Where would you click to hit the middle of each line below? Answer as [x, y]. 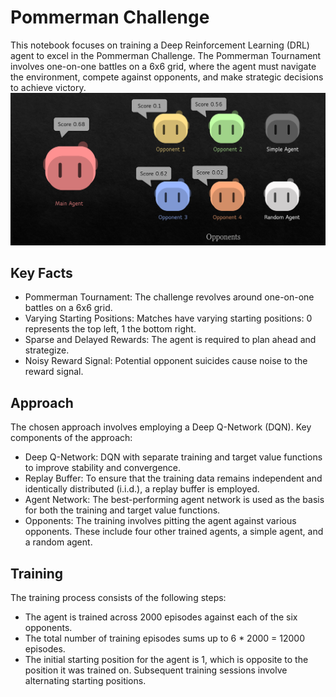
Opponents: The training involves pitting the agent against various [160, 521]
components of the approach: [71, 438]
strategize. [47, 350]
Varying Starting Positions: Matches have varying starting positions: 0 [168, 318]
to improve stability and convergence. [103, 468]
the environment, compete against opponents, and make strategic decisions [167, 77]
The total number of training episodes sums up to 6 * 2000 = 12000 [164, 638]
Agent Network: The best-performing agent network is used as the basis [174, 500]
